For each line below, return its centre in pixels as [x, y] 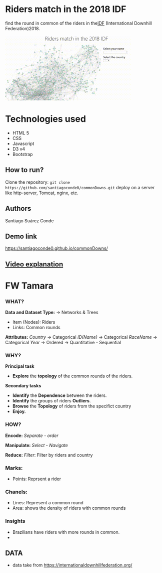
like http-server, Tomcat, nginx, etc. [42, 193]
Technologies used [46, 119]
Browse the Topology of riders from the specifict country [72, 406]
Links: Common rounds [36, 328]
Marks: [14, 468]
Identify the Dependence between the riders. [59, 395]
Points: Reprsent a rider [37, 479]
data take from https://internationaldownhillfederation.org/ [72, 565]
